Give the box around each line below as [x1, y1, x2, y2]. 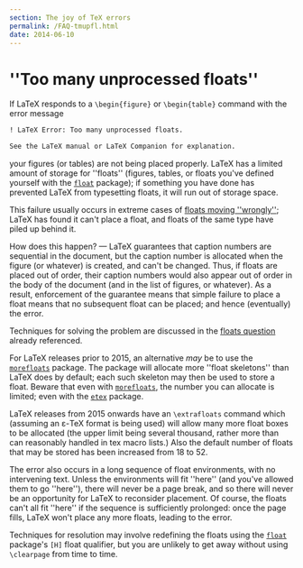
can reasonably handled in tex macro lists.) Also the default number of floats [9, 437, 293, 448]
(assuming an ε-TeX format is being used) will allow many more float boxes [9, 418, 289, 429]
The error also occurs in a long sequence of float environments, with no [9, 464, 276, 475]
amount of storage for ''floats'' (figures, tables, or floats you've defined [9, 168, 274, 179]
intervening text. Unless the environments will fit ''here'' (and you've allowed [9, 474, 294, 485]
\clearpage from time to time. [9, 549, 118, 560]
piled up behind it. [9, 224, 77, 234]
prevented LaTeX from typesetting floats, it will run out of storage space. [9, 187, 279, 198]
